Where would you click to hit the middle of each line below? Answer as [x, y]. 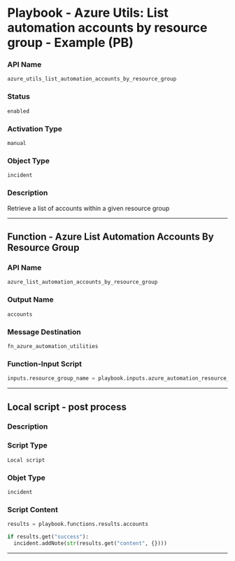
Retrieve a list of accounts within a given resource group [88, 208]
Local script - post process [67, 407]
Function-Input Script [45, 363]
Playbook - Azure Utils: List [88, 13]
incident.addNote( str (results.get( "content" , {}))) [91, 543]
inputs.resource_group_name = [51, 379]
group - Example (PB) [71, 43]
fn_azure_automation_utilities [53, 346]
